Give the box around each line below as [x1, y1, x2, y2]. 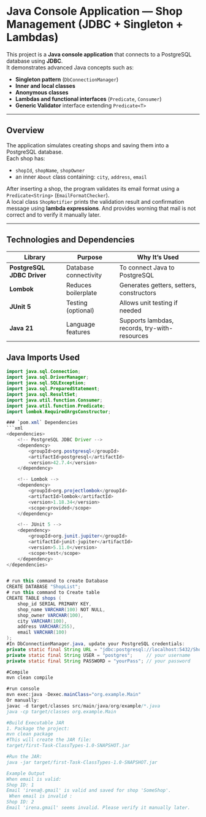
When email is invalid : [9, 793, 72, 799]
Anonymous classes [15, 88, 69, 96]
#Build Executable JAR [6, 719, 64, 726]
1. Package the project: [6, 726, 70, 732]
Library [24, 253, 46, 261]
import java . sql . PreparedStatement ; [6, 385, 100, 392]
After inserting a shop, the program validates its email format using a [6, 185, 180, 192]
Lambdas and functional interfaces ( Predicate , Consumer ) [15, 95, 162, 103]
